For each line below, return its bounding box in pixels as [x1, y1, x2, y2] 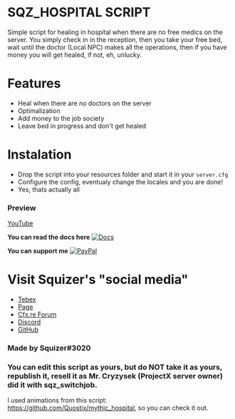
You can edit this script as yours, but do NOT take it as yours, [7, 362, 223, 372]
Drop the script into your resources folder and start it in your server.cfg [17, 170, 229, 179]
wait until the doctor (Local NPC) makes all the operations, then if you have [7, 43, 227, 51]
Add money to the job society [17, 114, 105, 122]
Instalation [7, 147, 72, 163]
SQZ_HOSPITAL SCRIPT [7, 4, 151, 21]
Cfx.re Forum [17, 310, 57, 319]
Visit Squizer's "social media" [7, 272, 189, 288]
